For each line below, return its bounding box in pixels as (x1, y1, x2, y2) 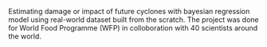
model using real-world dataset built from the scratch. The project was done (8, 15, 259, 24)
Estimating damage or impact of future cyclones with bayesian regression (8, 7, 250, 16)
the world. (8, 31, 42, 41)
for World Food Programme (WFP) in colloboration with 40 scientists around (8, 23, 258, 32)
